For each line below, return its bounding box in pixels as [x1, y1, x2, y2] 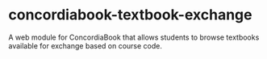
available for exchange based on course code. [8, 40, 163, 50]
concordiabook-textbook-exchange [8, 6, 252, 24]
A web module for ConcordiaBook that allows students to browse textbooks [8, 32, 260, 42]
